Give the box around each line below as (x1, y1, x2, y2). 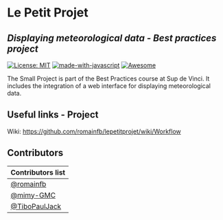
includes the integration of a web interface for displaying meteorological (7, 82, 211, 90)
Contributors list (10, 167, 66, 177)
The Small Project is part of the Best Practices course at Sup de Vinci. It (7, 74, 210, 82)
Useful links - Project (7, 109, 99, 121)
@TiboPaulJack (10, 201, 62, 211)
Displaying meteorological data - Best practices (7, 32, 217, 44)
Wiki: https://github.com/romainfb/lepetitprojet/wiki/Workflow (7, 127, 182, 135)
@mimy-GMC (10, 190, 56, 200)
